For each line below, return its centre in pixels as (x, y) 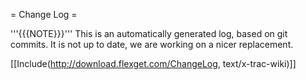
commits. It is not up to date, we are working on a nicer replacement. (152, 44)
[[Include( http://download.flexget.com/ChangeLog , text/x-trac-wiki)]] (153, 63)
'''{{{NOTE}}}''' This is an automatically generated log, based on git (149, 33)
